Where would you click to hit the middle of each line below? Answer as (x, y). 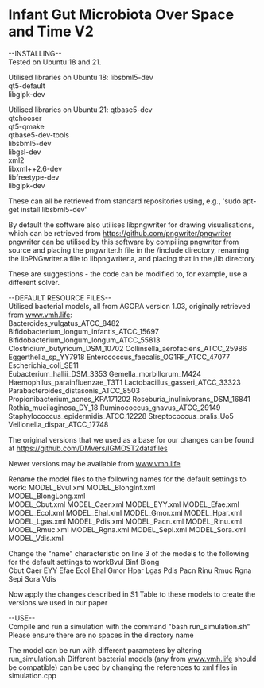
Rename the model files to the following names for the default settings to (127, 479)
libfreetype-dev (34, 177)
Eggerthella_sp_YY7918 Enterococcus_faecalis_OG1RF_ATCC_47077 (119, 357)
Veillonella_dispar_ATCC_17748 (58, 424)
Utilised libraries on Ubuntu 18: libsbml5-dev (81, 77)
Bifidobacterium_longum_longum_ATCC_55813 (84, 340)
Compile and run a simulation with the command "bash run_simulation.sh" (129, 626)
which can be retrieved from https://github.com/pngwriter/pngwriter (120, 233)
